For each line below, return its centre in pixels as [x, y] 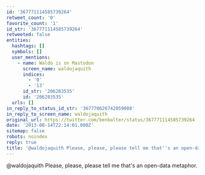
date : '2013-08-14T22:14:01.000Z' [50, 126]
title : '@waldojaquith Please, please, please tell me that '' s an [92, 148]
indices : [34, 74]
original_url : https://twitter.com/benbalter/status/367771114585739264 [101, 120]
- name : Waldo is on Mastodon [56, 63]
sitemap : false [26, 131]
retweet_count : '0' [31, 18]
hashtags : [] [28, 46]
